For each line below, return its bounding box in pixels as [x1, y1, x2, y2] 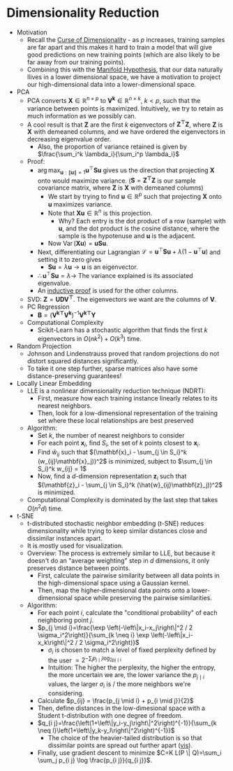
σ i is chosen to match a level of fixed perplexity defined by [47, 646, 216, 655]
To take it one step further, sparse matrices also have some [27, 364, 198, 373]
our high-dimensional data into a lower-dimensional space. [27, 80, 197, 88]
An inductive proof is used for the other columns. [37, 286, 179, 295]
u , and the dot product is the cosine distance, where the [58, 224, 220, 232]
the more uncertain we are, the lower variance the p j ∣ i [47, 671, 205, 681]
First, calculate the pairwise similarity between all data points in [37, 571, 220, 579]
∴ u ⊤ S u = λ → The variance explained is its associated [37, 270, 193, 279]
